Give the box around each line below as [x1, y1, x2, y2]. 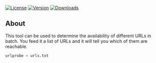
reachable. [5, 43, 28, 49]
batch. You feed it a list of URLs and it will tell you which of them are [5, 38, 148, 44]
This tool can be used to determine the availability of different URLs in [5, 33, 151, 39]
